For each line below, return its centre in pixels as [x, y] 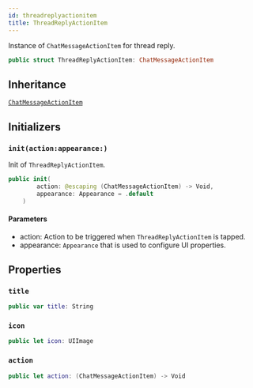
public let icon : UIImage [51, 341]
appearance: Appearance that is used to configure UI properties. [123, 245]
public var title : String [51, 307]
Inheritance [37, 84]
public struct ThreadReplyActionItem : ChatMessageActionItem [111, 60]
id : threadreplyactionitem [53, 15]
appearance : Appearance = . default [95, 194]
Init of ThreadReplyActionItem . [57, 164]
